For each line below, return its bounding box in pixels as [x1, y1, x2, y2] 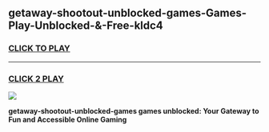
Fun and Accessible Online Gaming [8, 114, 127, 124]
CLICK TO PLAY [8, 43, 70, 54]
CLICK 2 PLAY [8, 73, 64, 84]
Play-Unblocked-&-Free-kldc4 [8, 19, 164, 33]
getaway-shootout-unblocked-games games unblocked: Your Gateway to [8, 106, 259, 115]
